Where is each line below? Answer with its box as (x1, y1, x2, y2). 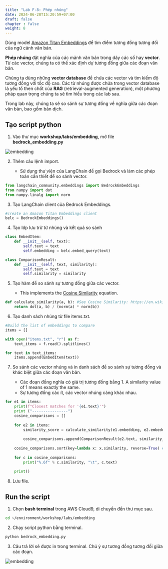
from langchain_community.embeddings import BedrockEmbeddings (5, 183, 140, 188)
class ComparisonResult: (5, 257, 57, 262)
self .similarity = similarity (23, 271, 86, 276)
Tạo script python (5, 120, 61, 129)
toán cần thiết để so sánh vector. (19, 173, 87, 179)
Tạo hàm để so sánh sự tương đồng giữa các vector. (12, 280, 120, 286)
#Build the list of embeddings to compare (5, 323, 95, 328)
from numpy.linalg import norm (5, 192, 70, 197)
